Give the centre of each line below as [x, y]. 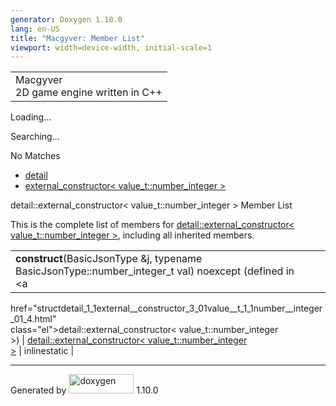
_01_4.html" [33, 319]
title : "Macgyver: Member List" [77, 38]
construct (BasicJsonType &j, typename [109, 259]
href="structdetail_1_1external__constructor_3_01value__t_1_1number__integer [166, 308]
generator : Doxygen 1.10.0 [66, 19]
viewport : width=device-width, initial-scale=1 [111, 47]
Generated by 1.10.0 [84, 390]
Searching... [35, 137]
